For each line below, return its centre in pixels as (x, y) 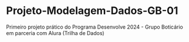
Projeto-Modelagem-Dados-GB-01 (92, 11)
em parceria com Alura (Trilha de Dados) (55, 33)
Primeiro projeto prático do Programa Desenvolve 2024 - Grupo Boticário (95, 27)
